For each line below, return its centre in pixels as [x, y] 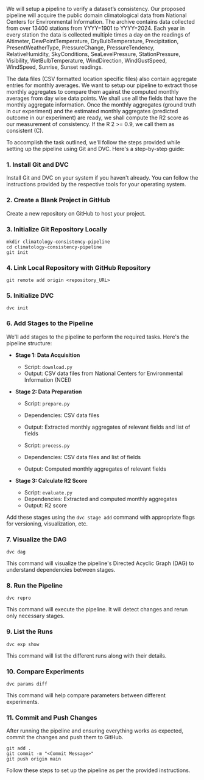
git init [17, 252]
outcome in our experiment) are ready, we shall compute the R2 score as [97, 118]
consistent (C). [25, 131]
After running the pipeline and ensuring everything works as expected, [95, 731]
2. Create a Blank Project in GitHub [58, 200]
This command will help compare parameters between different [86, 695]
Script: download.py [48, 367]
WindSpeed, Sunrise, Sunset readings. [55, 67]
